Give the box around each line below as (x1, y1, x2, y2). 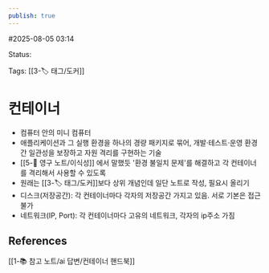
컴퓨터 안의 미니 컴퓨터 (19, 128, 92, 137)
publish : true (8, 11, 56, 20)
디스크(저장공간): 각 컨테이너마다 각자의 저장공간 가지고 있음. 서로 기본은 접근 (19, 190, 261, 200)
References (8, 234, 67, 247)
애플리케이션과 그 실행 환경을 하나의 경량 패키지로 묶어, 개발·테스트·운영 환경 (19, 137, 259, 147)
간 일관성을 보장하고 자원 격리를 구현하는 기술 (19, 148, 162, 157)
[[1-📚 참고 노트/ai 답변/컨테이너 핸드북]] (8, 256, 135, 266)
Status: (8, 49, 32, 59)
